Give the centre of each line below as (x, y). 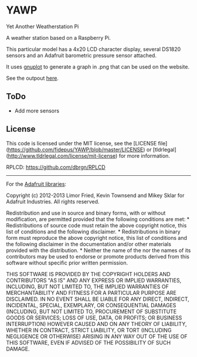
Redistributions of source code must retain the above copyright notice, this (96, 225)
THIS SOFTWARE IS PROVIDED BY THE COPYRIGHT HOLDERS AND (89, 274)
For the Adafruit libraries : (36, 184)
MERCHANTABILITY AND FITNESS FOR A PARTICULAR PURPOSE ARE (91, 293)
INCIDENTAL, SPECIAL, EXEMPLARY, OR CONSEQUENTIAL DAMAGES (91, 305)
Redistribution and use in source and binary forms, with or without (86, 213)
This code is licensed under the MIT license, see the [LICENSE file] (87, 143)
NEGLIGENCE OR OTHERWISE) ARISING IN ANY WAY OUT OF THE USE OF (97, 336)
